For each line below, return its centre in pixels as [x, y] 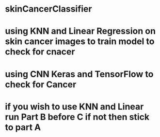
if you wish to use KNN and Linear [74, 107]
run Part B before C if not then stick [77, 117]
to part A [23, 127]
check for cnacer [40, 52]
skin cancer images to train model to [80, 42]
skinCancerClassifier [48, 9]
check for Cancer [41, 84]
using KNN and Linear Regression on [80, 31]
